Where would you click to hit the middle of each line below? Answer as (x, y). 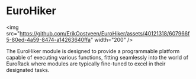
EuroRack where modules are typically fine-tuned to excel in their (86, 64)
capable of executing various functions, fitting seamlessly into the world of (97, 57)
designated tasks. (28, 70)
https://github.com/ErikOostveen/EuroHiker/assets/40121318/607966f (105, 33)
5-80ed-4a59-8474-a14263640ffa (48, 39)
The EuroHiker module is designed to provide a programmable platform (93, 51)
